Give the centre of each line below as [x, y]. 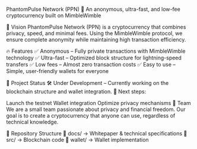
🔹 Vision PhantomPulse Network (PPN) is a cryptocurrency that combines [96, 27]
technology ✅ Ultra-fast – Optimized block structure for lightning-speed [94, 58]
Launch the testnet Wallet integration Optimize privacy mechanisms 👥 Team [99, 103]
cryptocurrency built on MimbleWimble [54, 15]
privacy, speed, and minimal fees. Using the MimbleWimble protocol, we [94, 33]
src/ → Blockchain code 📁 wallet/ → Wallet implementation [78, 140]
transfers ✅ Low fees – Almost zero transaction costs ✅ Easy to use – [91, 64]
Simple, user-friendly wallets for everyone [57, 71]
